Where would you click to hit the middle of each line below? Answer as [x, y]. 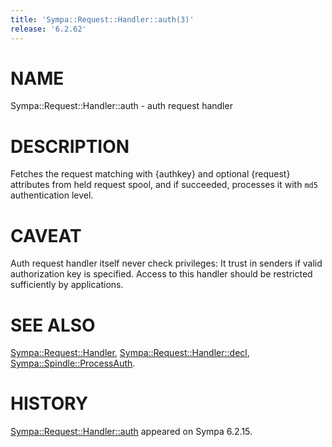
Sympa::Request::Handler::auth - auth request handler [121, 106]
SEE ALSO [53, 325]
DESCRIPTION [70, 146]
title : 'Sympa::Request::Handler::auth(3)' [102, 19]
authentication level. [52, 195]
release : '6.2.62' [48, 29]
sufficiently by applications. [67, 285]
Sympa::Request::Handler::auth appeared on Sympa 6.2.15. [131, 432]
